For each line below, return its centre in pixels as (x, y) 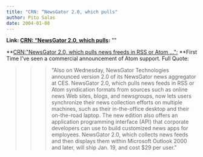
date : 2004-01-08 (28, 23)
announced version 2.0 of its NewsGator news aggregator (124, 77)
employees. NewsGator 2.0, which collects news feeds (120, 135)
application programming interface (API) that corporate (120, 122)
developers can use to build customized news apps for (120, 129)
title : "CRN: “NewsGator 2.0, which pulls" (62, 12)
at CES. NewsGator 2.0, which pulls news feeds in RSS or (123, 83)
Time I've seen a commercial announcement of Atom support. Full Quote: (98, 59)
